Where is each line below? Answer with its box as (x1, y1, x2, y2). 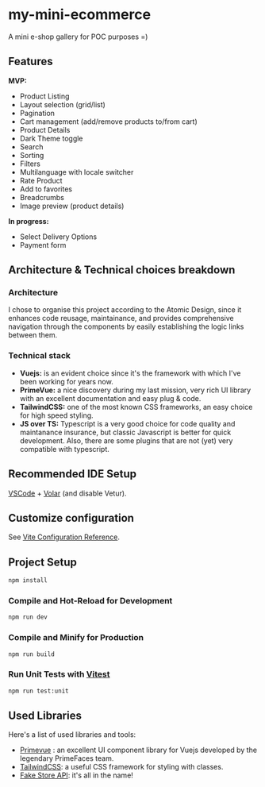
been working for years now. (19, 376, 113, 386)
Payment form (19, 240, 67, 249)
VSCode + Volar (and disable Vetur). (8, 488, 127, 498)
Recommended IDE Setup (8, 467, 137, 481)
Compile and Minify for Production (8, 632, 144, 643)
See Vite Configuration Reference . (8, 532, 121, 542)
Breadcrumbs (19, 192, 65, 202)
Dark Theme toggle (19, 133, 83, 143)
